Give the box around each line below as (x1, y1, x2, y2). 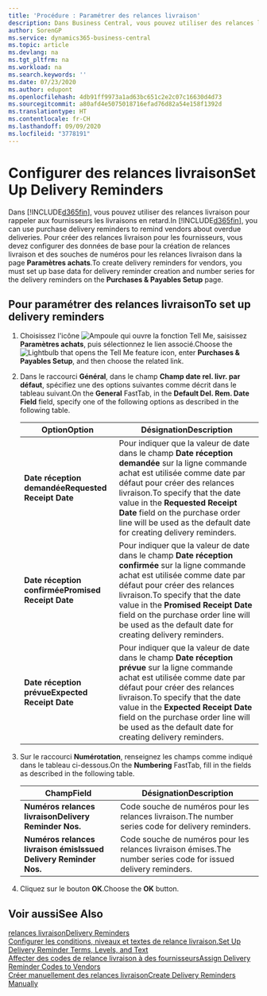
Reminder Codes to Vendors (8, 962, 101, 971)
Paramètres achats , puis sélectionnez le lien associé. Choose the (19, 339, 233, 349)
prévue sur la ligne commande (118, 662, 233, 674)
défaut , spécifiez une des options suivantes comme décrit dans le (19, 380, 237, 390)
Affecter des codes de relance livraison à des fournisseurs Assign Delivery (8, 954, 251, 963)
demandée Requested (23, 482, 107, 493)
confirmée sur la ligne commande (118, 560, 246, 571)
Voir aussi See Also (8, 907, 103, 921)
